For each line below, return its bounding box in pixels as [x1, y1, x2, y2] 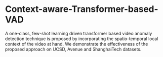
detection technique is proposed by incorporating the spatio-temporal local [5, 36, 158, 42]
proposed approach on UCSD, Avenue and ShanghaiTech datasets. [5, 46, 142, 52]
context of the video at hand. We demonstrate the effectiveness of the [5, 41, 148, 47]
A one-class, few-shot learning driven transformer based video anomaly [5, 30, 152, 36]
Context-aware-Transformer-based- [5, 3, 159, 15]
